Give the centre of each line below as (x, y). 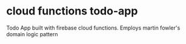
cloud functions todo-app (72, 11)
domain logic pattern (32, 34)
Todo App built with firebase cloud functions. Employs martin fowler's (93, 28)
